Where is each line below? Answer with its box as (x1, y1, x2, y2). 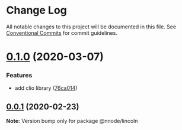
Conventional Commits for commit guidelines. (6, 29, 117, 36)
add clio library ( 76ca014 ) (14, 84, 78, 92)
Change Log (6, 4, 67, 17)
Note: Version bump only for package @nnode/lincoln (6, 118, 138, 125)
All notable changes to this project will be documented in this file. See (6, 23, 177, 30)
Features (6, 71, 33, 80)
